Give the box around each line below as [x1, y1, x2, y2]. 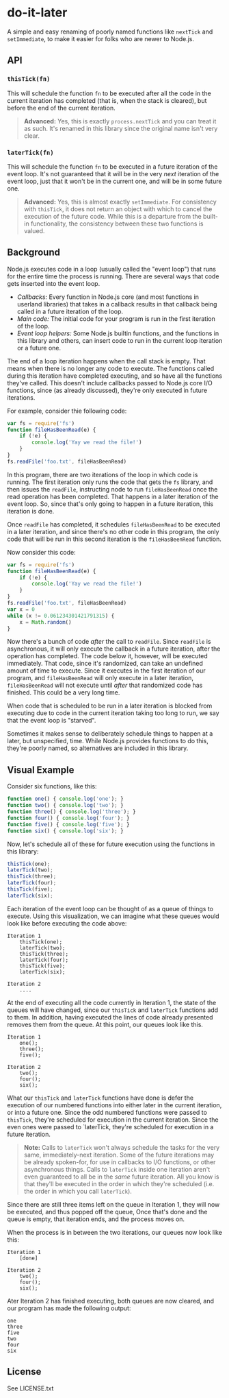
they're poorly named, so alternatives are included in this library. [7, 744, 189, 752]
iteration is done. [7, 507, 55, 515]
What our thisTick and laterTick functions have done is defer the [7, 1094, 193, 1102]
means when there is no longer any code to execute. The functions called [7, 364, 215, 372]
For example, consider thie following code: [7, 407, 127, 415]
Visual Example [7, 764, 75, 775]
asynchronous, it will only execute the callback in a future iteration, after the [7, 644, 221, 653]
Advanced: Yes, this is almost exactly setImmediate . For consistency [23, 197, 217, 206]
